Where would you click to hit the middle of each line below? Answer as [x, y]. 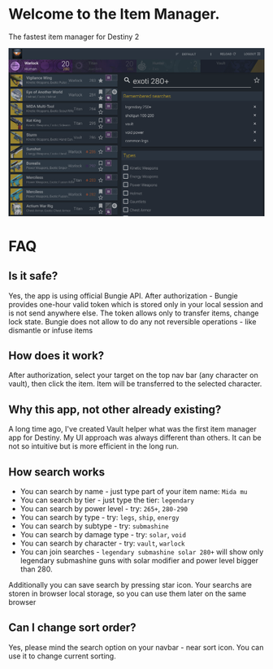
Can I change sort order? [72, 628]
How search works [57, 472]
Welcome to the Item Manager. [114, 14]
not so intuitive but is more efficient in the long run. [94, 446]
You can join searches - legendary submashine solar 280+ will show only [142, 552]
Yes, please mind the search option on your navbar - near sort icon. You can [136, 647]
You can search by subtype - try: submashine [94, 526]
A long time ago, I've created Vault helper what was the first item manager [133, 429]
